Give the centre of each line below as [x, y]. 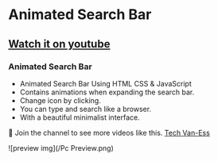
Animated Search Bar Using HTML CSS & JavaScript [106, 83]
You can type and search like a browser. [86, 109]
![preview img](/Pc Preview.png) [61, 148]
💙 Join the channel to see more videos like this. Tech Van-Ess [109, 132]
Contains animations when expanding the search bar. [107, 92]
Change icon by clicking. [60, 100]
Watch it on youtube [59, 44]
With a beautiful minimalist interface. [80, 117]
